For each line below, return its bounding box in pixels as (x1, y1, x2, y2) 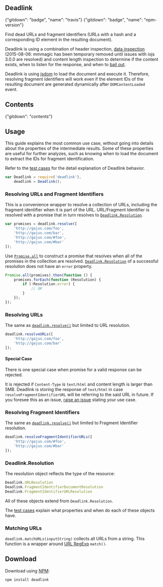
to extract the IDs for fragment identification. (5, 156, 95, 162)
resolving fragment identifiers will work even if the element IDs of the (5, 76, 144, 82)
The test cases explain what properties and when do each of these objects (5, 507, 155, 513)
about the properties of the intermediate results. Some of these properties (5, 145, 154, 151)
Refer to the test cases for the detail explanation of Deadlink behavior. (5, 165, 145, 171)
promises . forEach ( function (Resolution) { (14, 277, 101, 282)
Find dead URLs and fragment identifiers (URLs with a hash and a (5, 31, 136, 37)
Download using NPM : (5, 568, 50, 573)
